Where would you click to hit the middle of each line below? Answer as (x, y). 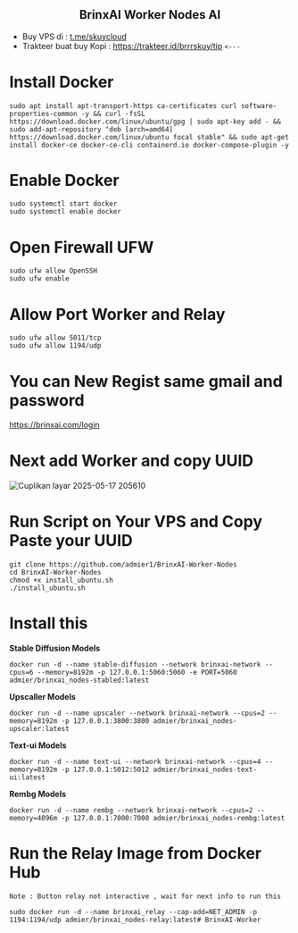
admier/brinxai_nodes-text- (205, 770)
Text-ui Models (38, 745)
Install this (49, 623)
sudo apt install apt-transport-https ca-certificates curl (124, 105)
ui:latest (28, 777)
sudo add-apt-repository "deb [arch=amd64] (91, 129)
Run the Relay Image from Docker (135, 854)
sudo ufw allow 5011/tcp (55, 338)
